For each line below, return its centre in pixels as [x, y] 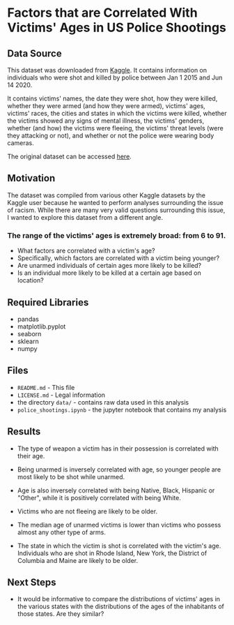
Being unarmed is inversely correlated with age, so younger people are [119, 469]
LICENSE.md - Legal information [61, 395]
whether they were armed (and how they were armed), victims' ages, [106, 106]
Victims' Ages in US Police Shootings [117, 28]
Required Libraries [48, 302]
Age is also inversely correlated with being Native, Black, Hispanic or [116, 490]
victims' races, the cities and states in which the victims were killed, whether [117, 113]
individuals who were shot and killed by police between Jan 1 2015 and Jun [115, 77]
